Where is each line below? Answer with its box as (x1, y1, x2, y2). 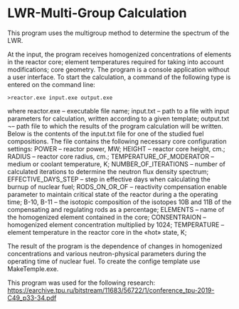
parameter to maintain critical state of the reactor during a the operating (7, 190, 218, 198)
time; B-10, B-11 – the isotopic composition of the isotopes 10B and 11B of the (7, 198, 232, 206)
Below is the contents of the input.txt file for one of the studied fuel (7, 129, 204, 138)
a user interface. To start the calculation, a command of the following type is (7, 73, 231, 81)
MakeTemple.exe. (7, 264, 59, 273)
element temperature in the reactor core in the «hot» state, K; (7, 228, 187, 236)
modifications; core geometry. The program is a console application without (7, 65, 230, 74)
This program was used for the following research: (7, 278, 156, 287)
